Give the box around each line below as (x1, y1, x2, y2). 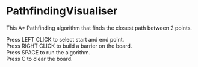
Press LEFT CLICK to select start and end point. (6, 36, 125, 43)
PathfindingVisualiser (6, 4, 118, 18)
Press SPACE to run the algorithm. (6, 48, 91, 56)
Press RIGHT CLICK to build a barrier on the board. (6, 42, 132, 49)
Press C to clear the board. (6, 55, 73, 62)
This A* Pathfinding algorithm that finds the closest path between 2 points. (6, 24, 193, 31)
